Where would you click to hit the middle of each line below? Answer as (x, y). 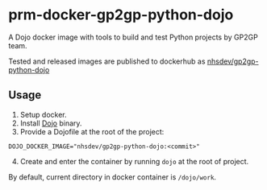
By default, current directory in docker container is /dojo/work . (112, 177)
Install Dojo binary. (51, 123)
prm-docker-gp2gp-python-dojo (121, 15)
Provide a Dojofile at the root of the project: (92, 131)
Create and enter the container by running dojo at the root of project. (134, 161)
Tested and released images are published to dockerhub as (107, 61)
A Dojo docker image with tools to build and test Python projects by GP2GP (133, 37)
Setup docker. (43, 114)
